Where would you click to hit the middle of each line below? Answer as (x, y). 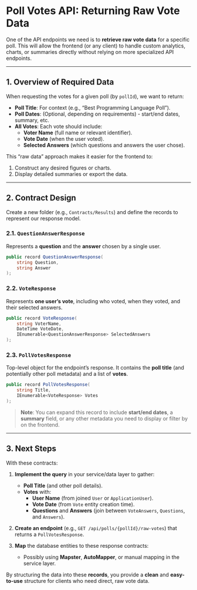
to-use (15, 581)
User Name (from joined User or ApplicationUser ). (93, 498)
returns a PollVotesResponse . (49, 534)
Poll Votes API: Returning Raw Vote (93, 11)
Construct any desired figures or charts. (63, 168)
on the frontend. (40, 425)
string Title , (34, 390)
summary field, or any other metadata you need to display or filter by (104, 418)
